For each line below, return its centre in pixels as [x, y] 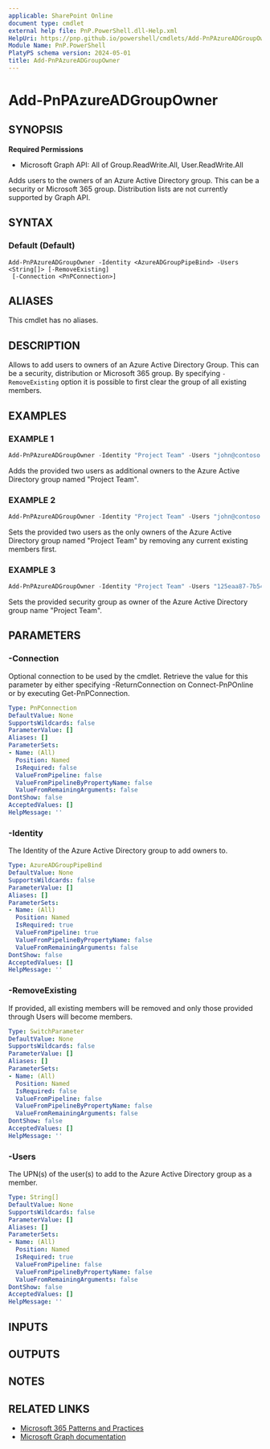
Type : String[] [34, 1197]
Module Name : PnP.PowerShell [57, 46]
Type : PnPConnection [43, 708]
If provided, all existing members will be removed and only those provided [131, 1008]
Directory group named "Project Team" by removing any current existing [128, 540]
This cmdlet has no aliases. [53, 320]
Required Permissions [46, 149]
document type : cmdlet [46, 23]
